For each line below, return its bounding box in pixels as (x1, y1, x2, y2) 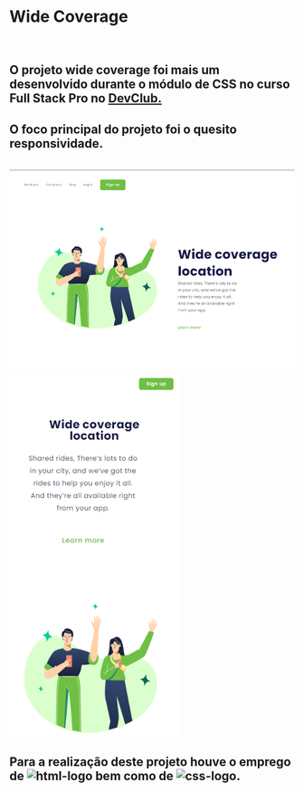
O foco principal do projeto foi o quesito (9, 121, 237, 137)
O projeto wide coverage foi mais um (9, 62, 220, 78)
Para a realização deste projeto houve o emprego (9, 754, 291, 770)
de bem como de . (9, 768, 242, 784)
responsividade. (9, 136, 104, 151)
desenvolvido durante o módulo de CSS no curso (9, 77, 290, 92)
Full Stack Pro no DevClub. (9, 91, 163, 106)
